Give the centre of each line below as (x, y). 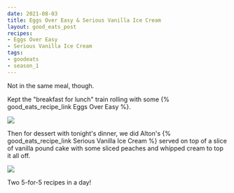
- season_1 (23, 66)
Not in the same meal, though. (51, 85)
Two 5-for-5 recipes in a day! (49, 182)
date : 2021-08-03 (33, 14)
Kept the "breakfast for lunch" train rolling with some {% (89, 99)
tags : (15, 53)
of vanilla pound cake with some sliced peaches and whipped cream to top (116, 148)
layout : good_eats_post (42, 27)
